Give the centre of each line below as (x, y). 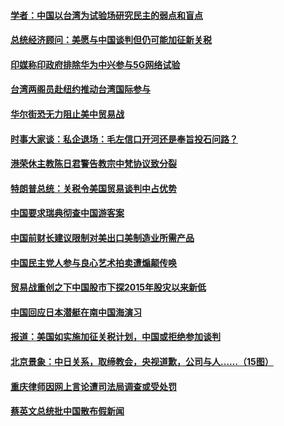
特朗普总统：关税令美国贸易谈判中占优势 (93, 188)
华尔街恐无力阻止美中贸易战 (67, 114)
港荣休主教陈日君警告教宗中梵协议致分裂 (93, 164)
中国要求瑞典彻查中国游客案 (67, 213)
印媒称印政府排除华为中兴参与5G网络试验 (95, 64)
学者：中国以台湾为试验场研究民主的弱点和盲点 (106, 15)
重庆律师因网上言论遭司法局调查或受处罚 (93, 386)
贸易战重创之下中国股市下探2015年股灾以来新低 (108, 287)
